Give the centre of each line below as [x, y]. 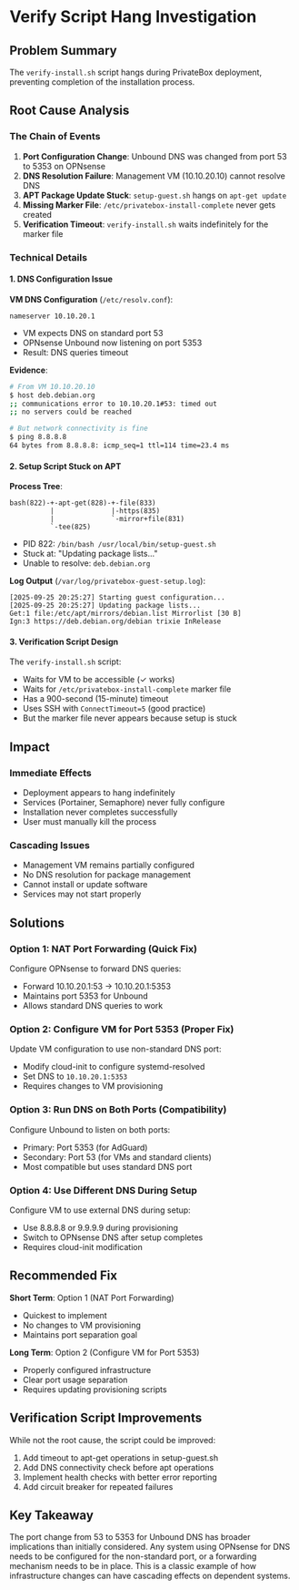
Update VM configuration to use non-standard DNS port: [115, 1049]
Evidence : [29, 370]
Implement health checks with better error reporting [120, 1477]
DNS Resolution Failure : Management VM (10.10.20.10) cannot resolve [154, 176]
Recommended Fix [64, 1276]
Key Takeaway [51, 1515]
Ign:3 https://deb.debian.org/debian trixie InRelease [115, 621]
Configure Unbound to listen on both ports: [90, 1129]
